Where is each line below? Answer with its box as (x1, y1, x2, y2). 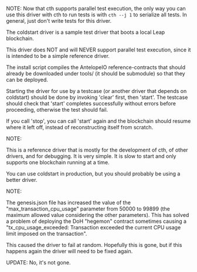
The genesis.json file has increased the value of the (6, 199, 131, 206)
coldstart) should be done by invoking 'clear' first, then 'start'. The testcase (6, 94, 188, 101)
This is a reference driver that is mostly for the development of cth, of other (6, 146, 189, 153)
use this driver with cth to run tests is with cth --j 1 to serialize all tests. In (6, 11, 187, 18)
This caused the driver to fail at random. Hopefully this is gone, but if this (6, 242, 182, 248)
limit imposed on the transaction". (6, 230, 87, 237)
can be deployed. (6, 76, 49, 83)
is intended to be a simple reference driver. (6, 53, 110, 59)
